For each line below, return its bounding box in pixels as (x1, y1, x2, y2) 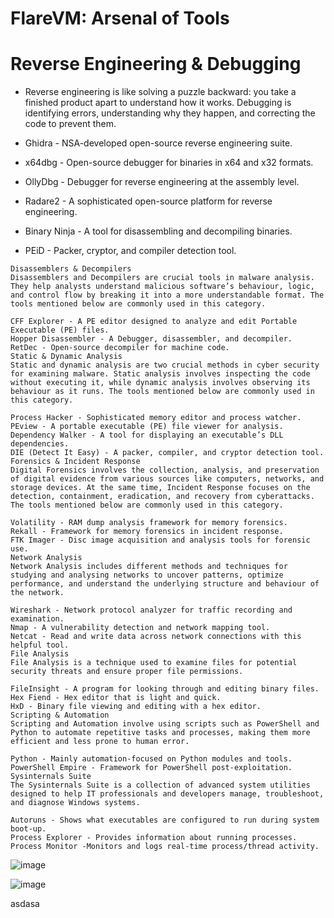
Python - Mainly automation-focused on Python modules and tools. (10, 754, 293, 764)
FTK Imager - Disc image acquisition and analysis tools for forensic (10, 535, 311, 546)
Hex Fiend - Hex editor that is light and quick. (10, 693, 222, 703)
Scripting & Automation (10, 710, 110, 721)
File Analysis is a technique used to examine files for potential (10, 658, 298, 668)
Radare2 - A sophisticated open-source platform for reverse (24, 195, 273, 207)
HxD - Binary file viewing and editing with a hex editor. (10, 702, 262, 712)
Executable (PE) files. (10, 325, 110, 336)
